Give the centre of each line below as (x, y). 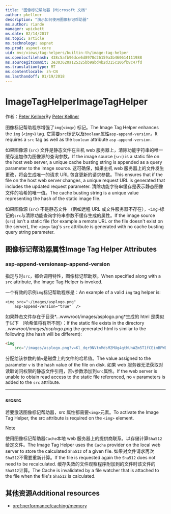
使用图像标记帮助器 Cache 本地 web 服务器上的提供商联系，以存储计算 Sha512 (84, 438)
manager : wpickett (25, 29)
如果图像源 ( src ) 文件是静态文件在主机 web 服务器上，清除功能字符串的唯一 (84, 150)
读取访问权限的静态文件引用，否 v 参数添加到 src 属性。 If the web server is (81, 371)
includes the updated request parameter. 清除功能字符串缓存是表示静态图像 (84, 186)
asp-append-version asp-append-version (58, 264)
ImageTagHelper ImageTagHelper (77, 102)
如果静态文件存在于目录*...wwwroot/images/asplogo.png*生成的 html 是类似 (85, 316)
